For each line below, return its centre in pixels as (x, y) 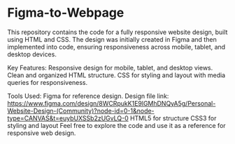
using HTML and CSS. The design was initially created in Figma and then (112, 39)
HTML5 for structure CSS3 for (173, 118)
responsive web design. (42, 133)
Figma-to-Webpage (66, 13)
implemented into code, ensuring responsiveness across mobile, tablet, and (116, 47)
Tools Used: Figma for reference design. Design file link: (88, 96)
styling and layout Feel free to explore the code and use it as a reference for (116, 125)
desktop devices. (32, 54)
